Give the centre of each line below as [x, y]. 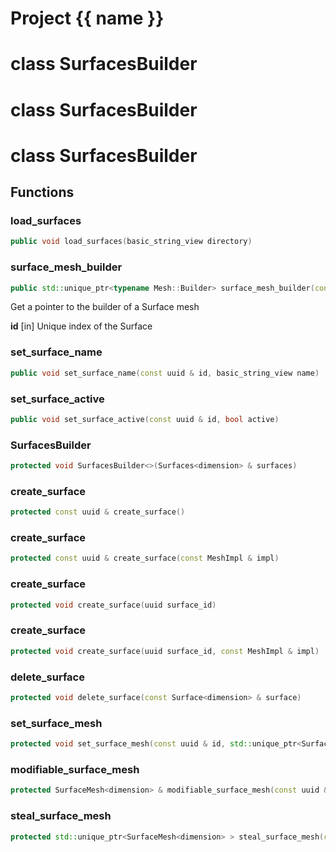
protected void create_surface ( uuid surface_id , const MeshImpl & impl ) [165, 651]
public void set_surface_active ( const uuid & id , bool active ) [145, 419]
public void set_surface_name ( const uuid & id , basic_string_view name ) [165, 373]
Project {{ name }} [87, 18]
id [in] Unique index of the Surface [81, 326]
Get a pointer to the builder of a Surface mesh [105, 307]
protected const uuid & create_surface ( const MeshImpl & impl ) [145, 558]
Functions [42, 192]
